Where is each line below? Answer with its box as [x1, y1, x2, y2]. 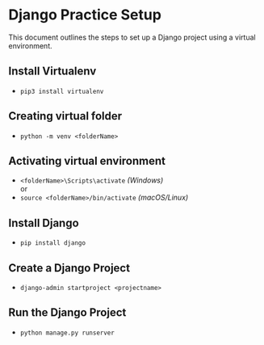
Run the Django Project [8, 305, 127, 320]
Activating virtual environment [8, 154, 166, 167]
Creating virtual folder [8, 109, 123, 123]
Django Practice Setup [8, 6, 161, 24]
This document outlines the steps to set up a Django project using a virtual [8, 32, 256, 42]
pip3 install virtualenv [19, 87, 104, 95]
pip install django [19, 239, 86, 247]
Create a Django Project [8, 261, 131, 275]
